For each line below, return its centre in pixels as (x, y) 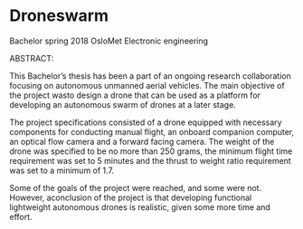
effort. (21, 216)
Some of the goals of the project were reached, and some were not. (136, 187)
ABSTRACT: (32, 58)
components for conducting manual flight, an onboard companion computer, (152, 131)
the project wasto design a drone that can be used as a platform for (135, 95)
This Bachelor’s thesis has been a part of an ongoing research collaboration (150, 76)
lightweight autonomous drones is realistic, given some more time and (140, 207)
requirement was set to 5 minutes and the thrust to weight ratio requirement (150, 160)
